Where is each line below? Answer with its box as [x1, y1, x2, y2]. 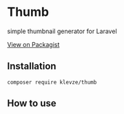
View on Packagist [7, 40, 60, 48]
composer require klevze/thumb [7, 79, 97, 86]
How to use [7, 97, 56, 109]
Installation [7, 60, 56, 73]
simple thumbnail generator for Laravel [7, 27, 117, 35]
